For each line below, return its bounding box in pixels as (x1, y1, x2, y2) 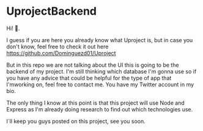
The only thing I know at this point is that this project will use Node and (6, 99, 185, 107)
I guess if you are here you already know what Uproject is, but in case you (6, 36, 193, 43)
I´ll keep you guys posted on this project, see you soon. (6, 118, 146, 125)
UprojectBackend (6, 4, 97, 18)
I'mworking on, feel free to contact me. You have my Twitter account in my (6, 81, 194, 88)
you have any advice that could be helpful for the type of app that (6, 74, 172, 81)
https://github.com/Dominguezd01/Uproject (6, 49, 116, 56)
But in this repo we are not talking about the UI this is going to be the (6, 61, 179, 69)
